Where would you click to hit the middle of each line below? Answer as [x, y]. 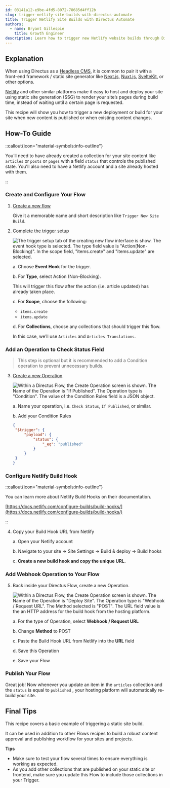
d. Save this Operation [36, 651]
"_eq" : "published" [63, 444]
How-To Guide [28, 134]
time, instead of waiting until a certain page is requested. [65, 102]
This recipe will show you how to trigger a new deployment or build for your [84, 112]
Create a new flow [32, 205]
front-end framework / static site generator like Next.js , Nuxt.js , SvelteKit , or [84, 76]
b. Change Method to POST [41, 631]
